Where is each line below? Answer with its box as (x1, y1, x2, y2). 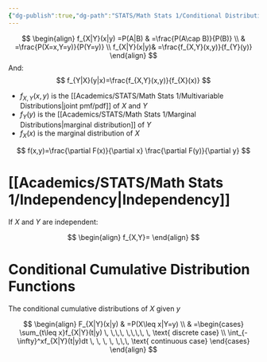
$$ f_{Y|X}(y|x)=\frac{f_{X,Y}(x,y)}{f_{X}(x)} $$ (56, 75, 211, 85)
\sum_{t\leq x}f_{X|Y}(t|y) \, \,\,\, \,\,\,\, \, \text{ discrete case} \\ (19, 328, 226, 337)
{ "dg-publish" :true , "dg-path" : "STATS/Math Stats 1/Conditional (8, 11, 222, 20)
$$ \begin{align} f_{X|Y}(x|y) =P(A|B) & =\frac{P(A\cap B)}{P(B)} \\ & (21, 33, 246, 43)
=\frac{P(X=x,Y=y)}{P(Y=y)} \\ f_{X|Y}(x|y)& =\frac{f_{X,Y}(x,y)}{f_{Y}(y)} (14, 41, 253, 52)
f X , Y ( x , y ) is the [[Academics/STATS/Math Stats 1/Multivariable (19, 91, 224, 102)
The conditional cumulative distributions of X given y (8, 304, 180, 313)
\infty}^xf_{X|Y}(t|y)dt (17, 336, 89, 345)
